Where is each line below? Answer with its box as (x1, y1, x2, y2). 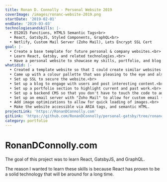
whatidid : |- (5, 63, 32, 68)
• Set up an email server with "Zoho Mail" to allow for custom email (9, 95, 159, 100)
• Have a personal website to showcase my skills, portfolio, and (9, 58, 150, 63)
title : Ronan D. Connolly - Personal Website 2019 (5, 7, 112, 12)
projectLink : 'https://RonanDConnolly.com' (5, 109, 97, 114)
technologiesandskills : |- (5, 26, 61, 31)
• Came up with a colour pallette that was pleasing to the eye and (9, 72, 155, 77)
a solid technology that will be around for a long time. (5, 171, 114, 177)
